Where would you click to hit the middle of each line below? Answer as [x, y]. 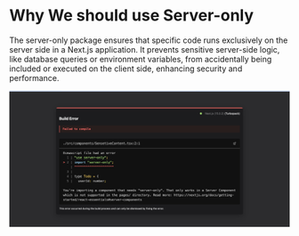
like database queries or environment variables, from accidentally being [141, 59]
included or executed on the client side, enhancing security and [126, 69]
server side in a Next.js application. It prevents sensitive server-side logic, [145, 49]
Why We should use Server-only [132, 16]
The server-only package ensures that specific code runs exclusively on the [149, 40]
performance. [34, 77]
